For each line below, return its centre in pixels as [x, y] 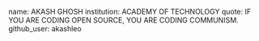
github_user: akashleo [45, 29]
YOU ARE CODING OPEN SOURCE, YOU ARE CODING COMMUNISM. [123, 20]
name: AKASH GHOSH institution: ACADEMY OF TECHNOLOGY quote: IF [130, 12]
